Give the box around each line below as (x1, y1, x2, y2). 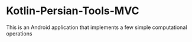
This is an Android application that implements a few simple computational (6, 24, 187, 31)
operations (6, 30, 32, 37)
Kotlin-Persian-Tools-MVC (6, 4, 139, 18)
